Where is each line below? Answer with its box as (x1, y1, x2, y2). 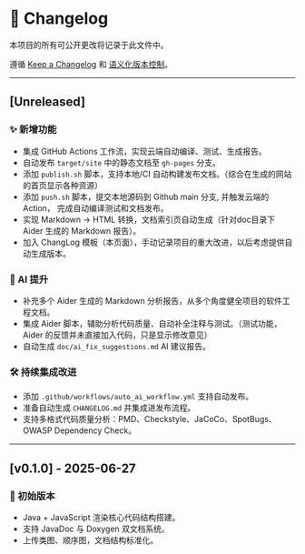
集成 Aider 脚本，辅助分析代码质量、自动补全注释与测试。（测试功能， (22, 317, 282, 328)
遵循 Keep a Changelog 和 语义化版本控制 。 (9, 58, 173, 69)
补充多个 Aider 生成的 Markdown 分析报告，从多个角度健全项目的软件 (22, 295, 283, 306)
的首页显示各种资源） (22, 179, 103, 190)
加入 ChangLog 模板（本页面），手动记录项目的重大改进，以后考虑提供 (22, 237, 285, 247)
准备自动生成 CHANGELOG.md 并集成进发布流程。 (22, 402, 196, 413)
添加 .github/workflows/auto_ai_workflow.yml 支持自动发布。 (22, 391, 254, 402)
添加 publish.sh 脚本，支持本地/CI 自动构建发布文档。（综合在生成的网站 (22, 168, 292, 179)
